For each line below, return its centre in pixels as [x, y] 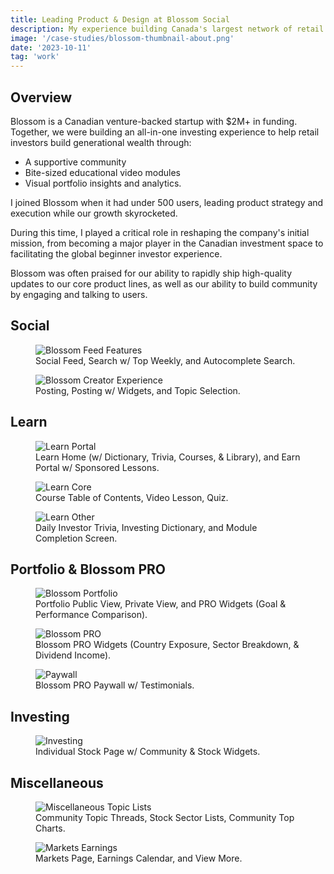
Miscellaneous [57, 782]
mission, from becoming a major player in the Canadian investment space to [167, 243]
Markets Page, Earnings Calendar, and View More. [139, 858]
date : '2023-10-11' [51, 47]
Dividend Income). [73, 655]
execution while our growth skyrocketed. [94, 213]
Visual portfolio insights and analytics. [103, 183]
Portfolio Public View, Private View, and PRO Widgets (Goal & [161, 604]
